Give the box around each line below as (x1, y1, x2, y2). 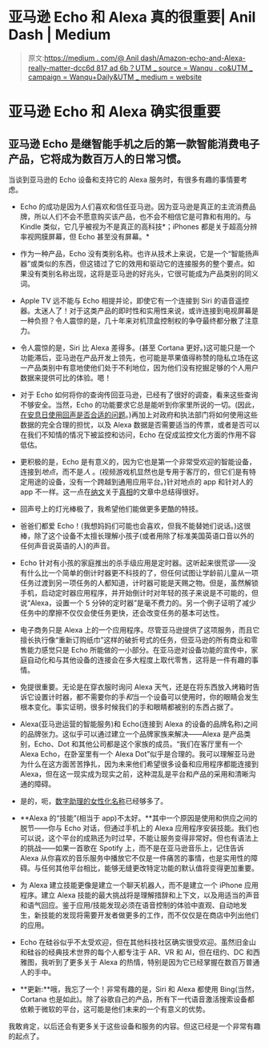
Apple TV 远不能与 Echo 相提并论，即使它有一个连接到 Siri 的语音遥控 (19, 295, 250, 305)
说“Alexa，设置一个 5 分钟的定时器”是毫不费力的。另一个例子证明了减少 (19, 598, 256, 608)
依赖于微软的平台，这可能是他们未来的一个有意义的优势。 (19, 1004, 210, 1014)
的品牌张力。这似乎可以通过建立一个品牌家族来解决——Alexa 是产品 (19, 729, 244, 738)
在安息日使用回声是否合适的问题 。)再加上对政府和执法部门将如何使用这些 (19, 410, 258, 420)
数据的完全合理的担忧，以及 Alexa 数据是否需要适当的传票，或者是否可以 (19, 420, 260, 429)
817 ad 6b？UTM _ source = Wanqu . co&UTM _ (95, 62, 254, 73)
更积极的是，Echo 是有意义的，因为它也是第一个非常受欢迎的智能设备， (19, 456, 256, 466)
